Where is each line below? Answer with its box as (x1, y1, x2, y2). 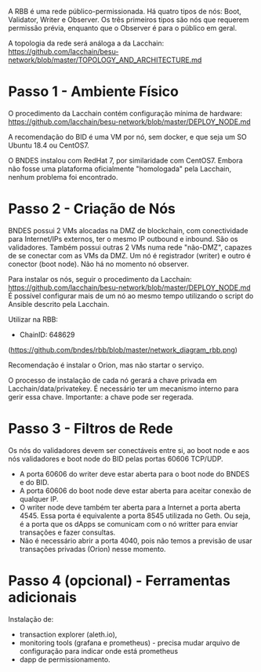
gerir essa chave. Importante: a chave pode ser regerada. (8, 392, 194, 401)
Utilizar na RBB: (8, 314, 59, 324)
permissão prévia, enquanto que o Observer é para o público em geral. (8, 24, 237, 32)
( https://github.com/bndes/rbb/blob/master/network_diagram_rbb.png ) (8, 345, 237, 354)
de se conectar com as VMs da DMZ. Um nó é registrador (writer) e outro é (8, 250, 251, 260)
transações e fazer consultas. (19, 528, 116, 537)
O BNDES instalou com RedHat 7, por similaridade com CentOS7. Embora (8, 155, 243, 165)
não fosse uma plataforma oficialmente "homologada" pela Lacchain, (8, 164, 232, 173)
